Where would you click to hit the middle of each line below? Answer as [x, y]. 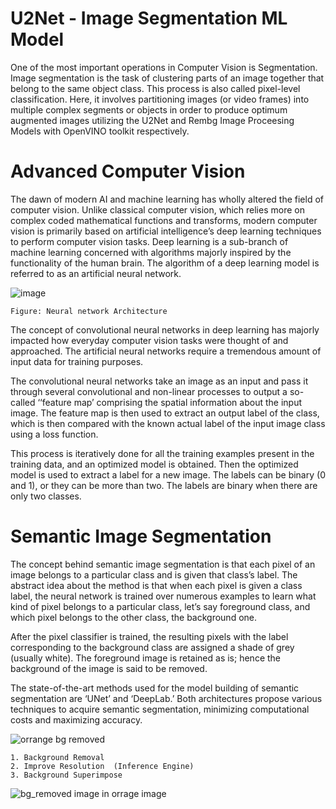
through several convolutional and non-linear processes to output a [149, 391]
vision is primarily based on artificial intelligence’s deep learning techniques [166, 231]
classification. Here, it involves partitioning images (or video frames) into [160, 99]
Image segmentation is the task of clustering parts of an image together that [167, 78]
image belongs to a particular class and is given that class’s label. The [154, 574]
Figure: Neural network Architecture [89, 311]
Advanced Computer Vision [128, 171]
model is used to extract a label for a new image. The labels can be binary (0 [168, 474]
